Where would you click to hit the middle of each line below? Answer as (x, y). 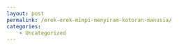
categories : (24, 26)
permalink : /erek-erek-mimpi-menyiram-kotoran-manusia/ (89, 20)
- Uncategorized (43, 33)
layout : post (25, 13)
